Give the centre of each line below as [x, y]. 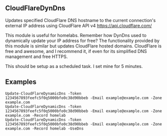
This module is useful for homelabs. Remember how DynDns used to [76, 35]
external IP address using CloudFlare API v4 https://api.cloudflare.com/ [78, 25]
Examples [21, 82]
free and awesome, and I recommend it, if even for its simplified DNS [76, 51]
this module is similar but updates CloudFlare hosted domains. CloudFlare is [83, 46]
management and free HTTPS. [36, 56]
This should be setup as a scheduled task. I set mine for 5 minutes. [74, 66]
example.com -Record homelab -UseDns [44, 128]
